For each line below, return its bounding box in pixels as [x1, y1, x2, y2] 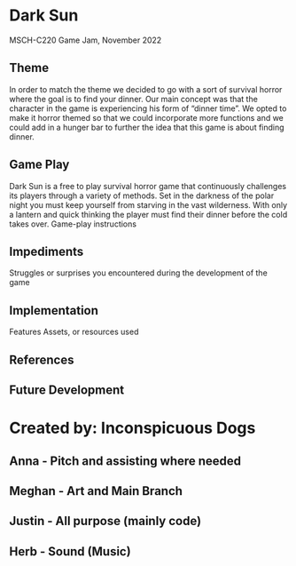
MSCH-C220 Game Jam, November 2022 [9, 35, 162, 45]
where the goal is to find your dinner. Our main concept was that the [9, 93, 259, 104]
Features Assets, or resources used [9, 326, 139, 338]
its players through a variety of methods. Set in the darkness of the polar [9, 190, 275, 201]
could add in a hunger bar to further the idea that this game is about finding [9, 122, 285, 132]
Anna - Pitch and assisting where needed [9, 453, 242, 468]
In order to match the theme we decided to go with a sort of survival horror [9, 84, 283, 94]
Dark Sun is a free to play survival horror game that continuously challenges [9, 180, 287, 191]
